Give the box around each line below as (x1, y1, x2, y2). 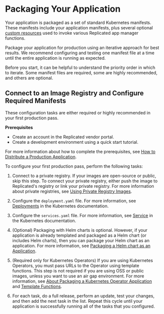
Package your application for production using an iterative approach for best (5, 45, 160, 50)
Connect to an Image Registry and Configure (5, 89, 144, 97)
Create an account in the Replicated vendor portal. (12, 134, 114, 140)
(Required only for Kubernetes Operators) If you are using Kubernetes (12, 257, 153, 263)
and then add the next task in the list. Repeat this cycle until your (12, 298, 143, 304)
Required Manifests (5, 97, 66, 105)
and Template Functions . (12, 283, 62, 289)
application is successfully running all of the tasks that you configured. (12, 303, 155, 309)
